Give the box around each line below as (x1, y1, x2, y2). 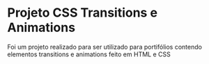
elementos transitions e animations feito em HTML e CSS (7, 50, 171, 58)
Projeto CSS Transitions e (7, 5, 158, 21)
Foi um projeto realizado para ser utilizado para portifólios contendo (7, 42, 202, 51)
